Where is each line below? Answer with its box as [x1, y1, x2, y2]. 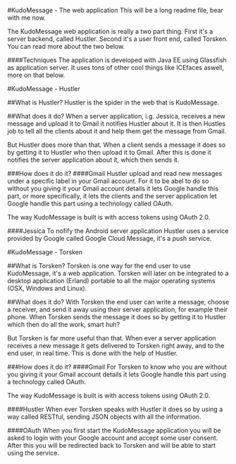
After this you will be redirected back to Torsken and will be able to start [7, 441, 216, 449]
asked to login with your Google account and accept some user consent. [7, 434, 218, 442]
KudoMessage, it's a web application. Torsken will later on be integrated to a [7, 269, 229, 278]
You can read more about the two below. [7, 42, 125, 50]
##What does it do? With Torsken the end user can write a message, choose [7, 298, 230, 306]
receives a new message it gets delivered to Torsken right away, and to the [7, 342, 225, 350]
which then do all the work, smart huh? [7, 321, 120, 328]
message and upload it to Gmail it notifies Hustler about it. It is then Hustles [7, 119, 226, 128]
